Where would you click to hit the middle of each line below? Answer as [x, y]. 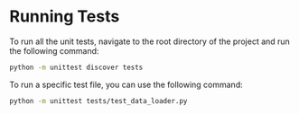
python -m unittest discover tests [76, 67]
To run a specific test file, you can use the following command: [126, 84]
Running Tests [65, 17]
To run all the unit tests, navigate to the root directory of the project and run [150, 41]
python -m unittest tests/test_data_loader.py [98, 101]
